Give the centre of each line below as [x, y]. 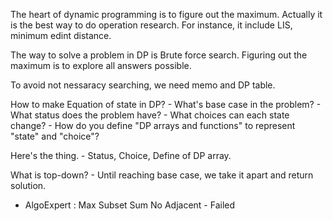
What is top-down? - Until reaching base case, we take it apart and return [162, 175]
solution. [28, 185]
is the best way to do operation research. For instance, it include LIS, [151, 25]
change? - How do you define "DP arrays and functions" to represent [153, 125]
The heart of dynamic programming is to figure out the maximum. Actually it [166, 14]
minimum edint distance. [61, 35]
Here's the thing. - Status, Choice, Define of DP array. [121, 155]
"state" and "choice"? [55, 136]
